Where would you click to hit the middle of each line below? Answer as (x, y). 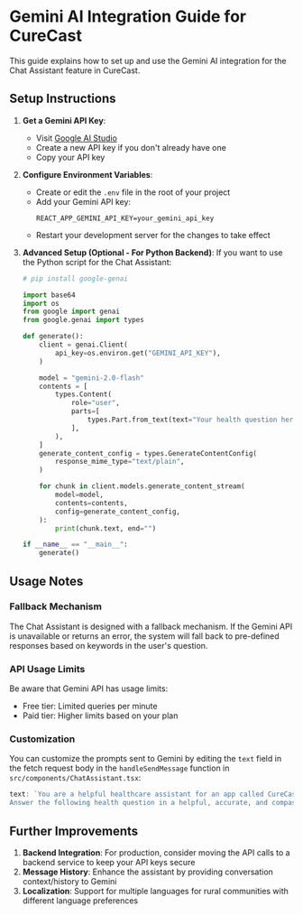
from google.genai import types (83, 320)
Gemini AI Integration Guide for (128, 17)
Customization (42, 739)
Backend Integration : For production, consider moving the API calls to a (156, 852)
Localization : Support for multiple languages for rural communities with (155, 891)
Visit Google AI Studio (76, 138)
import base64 (49, 295)
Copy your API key (70, 157)
